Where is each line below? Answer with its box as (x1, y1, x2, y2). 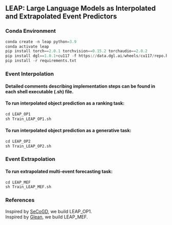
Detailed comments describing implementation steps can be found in (5, 83, 156, 89)
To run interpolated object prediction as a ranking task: (5, 100, 125, 107)
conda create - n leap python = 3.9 (5, 39, 77, 44)
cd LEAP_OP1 (5, 111, 31, 117)
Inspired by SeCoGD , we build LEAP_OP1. (5, 208, 92, 214)
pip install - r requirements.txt (5, 58, 77, 64)
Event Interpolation (5, 70, 54, 77)
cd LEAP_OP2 (5, 138, 31, 144)
